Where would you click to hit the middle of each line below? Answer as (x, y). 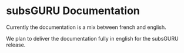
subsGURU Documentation (73, 11)
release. (16, 45)
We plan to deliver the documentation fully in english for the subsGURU (92, 38)
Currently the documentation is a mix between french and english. (86, 27)
